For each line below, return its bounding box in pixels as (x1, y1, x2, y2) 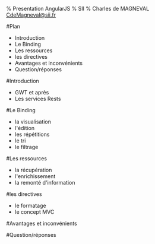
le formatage (14, 202, 46, 209)
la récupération (14, 166, 52, 173)
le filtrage (14, 144, 39, 150)
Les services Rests (14, 95, 61, 102)
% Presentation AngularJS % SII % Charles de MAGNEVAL (6, 5, 150, 12)
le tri (14, 137, 26, 144)
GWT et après (14, 89, 49, 96)
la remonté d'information (14, 179, 75, 186)
